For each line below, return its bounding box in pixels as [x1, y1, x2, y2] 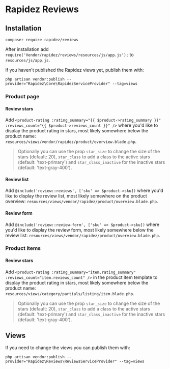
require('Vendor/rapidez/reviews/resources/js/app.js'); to [5, 52, 134, 58]
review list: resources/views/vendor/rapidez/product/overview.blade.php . [5, 232, 160, 238]
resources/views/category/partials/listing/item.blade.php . [5, 290, 134, 296]
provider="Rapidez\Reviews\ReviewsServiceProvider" [5, 359, 117, 364]
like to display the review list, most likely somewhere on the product [5, 193, 148, 199]
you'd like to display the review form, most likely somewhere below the [5, 226, 154, 233]
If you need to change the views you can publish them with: [5, 345, 131, 351]
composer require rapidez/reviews [5, 37, 79, 42]
